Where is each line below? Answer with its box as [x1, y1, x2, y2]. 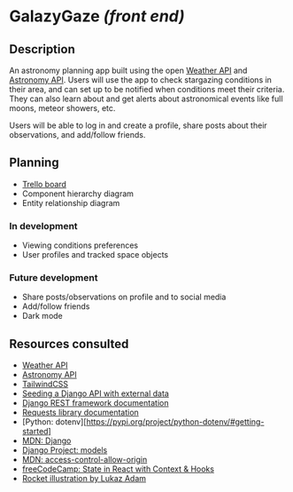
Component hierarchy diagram [21, 188, 135, 199]
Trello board [21, 179, 66, 189]
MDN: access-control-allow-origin [21, 455, 148, 465]
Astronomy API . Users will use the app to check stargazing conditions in [9, 75, 273, 85]
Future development [9, 272, 98, 284]
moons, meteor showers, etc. [9, 103, 116, 113]
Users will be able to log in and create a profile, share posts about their [9, 120, 267, 131]
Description [9, 42, 75, 57]
